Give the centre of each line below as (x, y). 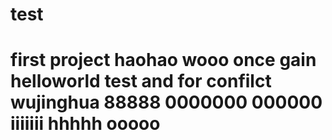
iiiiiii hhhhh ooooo (85, 124)
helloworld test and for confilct (141, 81)
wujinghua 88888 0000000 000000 (166, 102)
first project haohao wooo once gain (163, 60)
